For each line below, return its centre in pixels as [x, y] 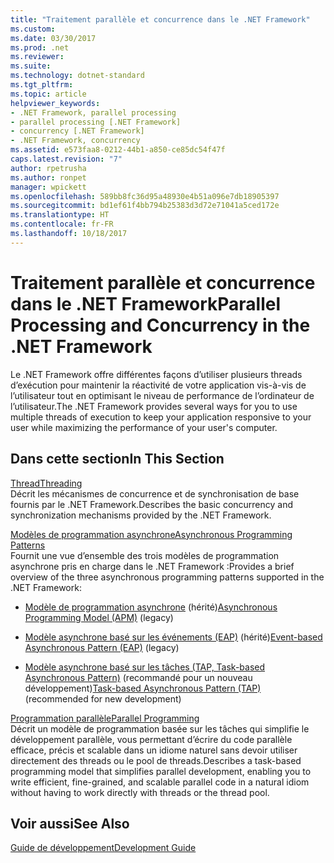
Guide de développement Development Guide [103, 848]
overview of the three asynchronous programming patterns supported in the [167, 577]
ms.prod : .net [40, 47]
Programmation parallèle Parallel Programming [105, 718]
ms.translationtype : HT [60, 215]
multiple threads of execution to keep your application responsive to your [161, 417]
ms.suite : [31, 66]
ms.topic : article [48, 94]
